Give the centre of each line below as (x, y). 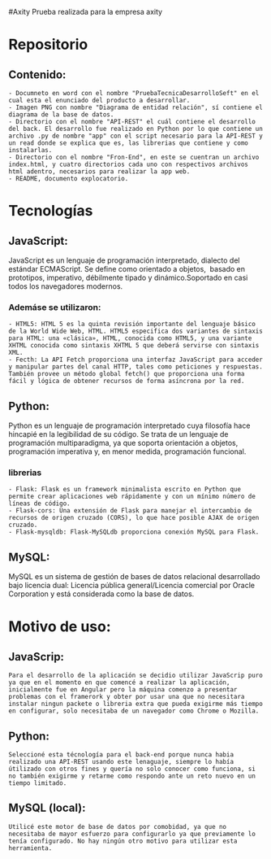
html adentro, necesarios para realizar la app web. (99, 172)
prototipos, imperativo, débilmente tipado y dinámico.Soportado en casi (128, 277)
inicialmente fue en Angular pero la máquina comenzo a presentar (123, 690)
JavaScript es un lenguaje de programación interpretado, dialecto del (124, 260)
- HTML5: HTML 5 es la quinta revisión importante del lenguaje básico (132, 325)
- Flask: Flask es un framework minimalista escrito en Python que (125, 490)
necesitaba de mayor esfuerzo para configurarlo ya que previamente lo (132, 834)
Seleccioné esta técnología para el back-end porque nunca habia (121, 755)
